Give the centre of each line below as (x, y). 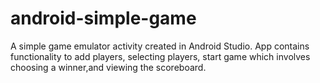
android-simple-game (103, 18)
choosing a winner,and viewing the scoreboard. (108, 67)
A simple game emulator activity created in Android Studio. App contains (160, 46)
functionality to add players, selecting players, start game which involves (160, 56)
